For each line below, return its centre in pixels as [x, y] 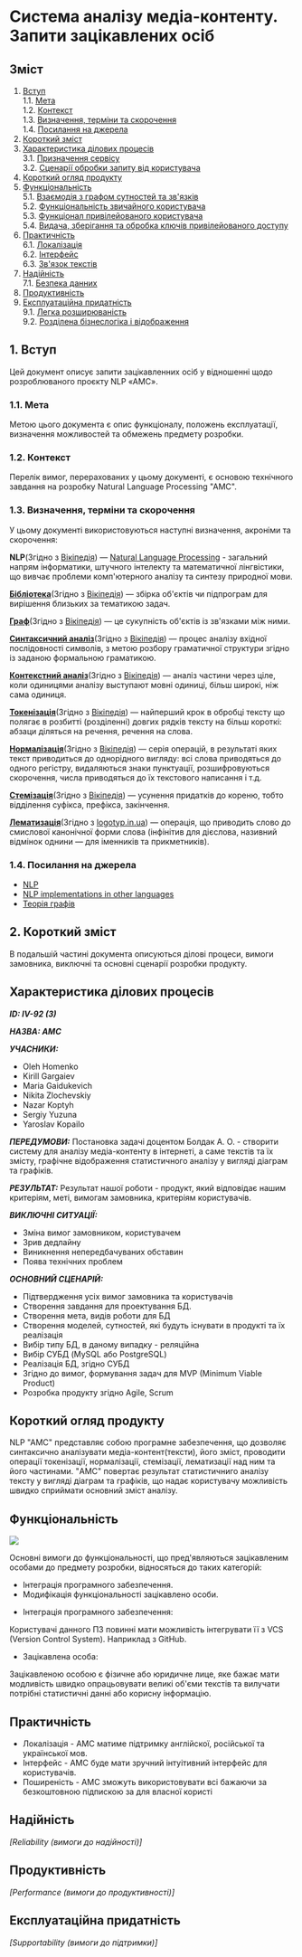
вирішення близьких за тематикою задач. [90, 603]
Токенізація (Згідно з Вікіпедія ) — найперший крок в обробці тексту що [147, 712]
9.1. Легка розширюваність [74, 312]
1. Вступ [33, 350]
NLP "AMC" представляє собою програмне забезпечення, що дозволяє [148, 1442]
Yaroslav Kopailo [53, 1124]
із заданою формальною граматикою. [83, 657]
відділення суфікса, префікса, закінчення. [90, 804]
